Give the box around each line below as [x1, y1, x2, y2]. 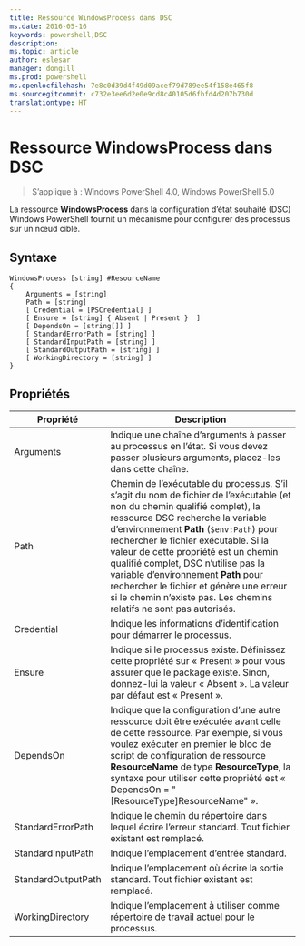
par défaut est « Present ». [110, 689, 224, 701]
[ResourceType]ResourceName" [110, 794, 249, 807]
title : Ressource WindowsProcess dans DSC [9, 13, 172, 23]
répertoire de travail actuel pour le [110, 911, 256, 923]
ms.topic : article [9, 47, 79, 56]
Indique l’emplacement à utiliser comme [110, 899, 280, 911]
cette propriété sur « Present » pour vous [110, 654, 286, 667]
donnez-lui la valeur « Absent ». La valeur [110, 677, 289, 689]
